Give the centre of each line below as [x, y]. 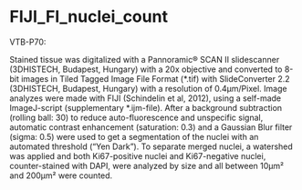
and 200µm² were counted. [61, 175]
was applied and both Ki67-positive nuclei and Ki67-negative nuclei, [138, 155]
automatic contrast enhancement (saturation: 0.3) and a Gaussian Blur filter [151, 127]
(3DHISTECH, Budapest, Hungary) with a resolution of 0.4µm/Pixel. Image [148, 88]
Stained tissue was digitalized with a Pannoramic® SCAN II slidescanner [145, 59]
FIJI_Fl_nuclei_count [89, 17]
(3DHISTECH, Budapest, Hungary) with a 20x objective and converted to [146, 69]
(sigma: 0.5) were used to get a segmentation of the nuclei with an [134, 136]
